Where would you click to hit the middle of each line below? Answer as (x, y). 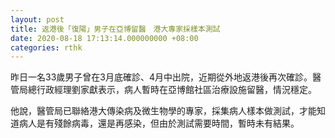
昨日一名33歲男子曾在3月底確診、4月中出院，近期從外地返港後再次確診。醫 (166, 77)
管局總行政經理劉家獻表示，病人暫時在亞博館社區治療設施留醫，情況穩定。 (163, 90)
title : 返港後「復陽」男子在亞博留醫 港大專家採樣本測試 (115, 29)
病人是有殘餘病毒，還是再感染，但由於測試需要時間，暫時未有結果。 (159, 123)
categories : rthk (46, 47)
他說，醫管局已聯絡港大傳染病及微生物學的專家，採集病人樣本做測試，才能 (163, 111)
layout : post (37, 19)
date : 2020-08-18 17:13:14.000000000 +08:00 (104, 38)
